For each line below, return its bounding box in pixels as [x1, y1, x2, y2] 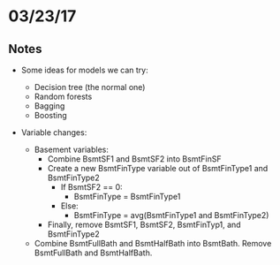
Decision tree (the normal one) [34, 82, 146, 92]
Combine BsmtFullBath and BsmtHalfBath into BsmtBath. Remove [34, 238, 272, 248]
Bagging [34, 101, 65, 111]
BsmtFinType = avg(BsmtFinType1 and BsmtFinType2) [73, 210, 269, 220]
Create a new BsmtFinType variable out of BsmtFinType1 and [47, 163, 269, 173]
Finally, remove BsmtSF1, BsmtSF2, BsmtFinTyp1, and [47, 219, 241, 230]
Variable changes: [20, 127, 87, 138]
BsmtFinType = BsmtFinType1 [73, 192, 181, 201]
